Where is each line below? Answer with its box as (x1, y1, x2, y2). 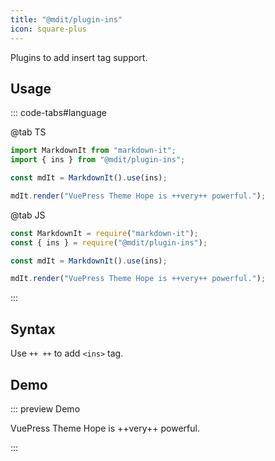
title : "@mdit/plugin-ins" (10, 14, 123, 25)
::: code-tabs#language (10, 107, 107, 119)
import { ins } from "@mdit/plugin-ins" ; (10, 155, 186, 165)
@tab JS (10, 209, 46, 221)
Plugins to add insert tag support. (10, 51, 148, 63)
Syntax (10, 321, 56, 338)
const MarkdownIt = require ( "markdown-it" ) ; (10, 228, 199, 238)
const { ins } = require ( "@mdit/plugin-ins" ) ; (10, 237, 208, 248)
